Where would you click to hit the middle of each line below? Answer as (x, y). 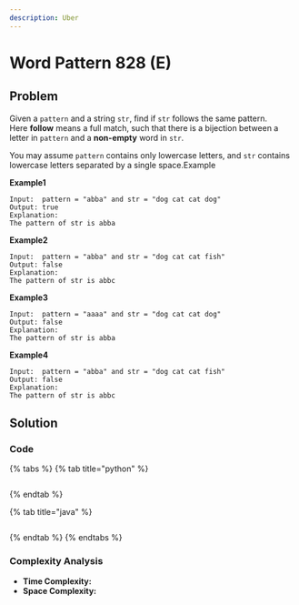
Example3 (29, 297)
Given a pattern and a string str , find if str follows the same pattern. (139, 118)
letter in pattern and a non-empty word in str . (97, 137)
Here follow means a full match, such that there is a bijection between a (144, 127)
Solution (34, 423)
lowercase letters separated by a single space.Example (113, 165)
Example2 (29, 240)
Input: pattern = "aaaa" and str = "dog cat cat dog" (115, 314)
